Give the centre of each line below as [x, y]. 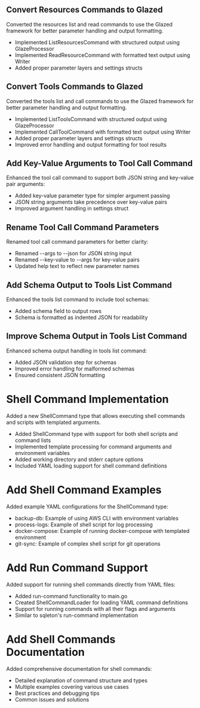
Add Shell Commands [61, 639]
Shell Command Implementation [87, 400]
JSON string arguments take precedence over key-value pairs [91, 202]
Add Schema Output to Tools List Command [89, 285]
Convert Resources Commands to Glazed [84, 10]
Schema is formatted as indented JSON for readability [81, 318]
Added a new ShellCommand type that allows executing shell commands [96, 415]
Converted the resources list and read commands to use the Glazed [90, 24]
